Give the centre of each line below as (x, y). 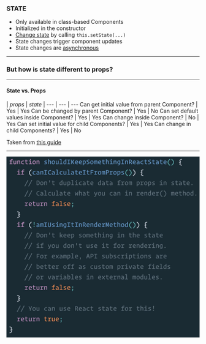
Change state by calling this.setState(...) (71, 35)
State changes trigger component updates (69, 42)
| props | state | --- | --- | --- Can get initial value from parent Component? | (102, 104)
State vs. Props (26, 91)
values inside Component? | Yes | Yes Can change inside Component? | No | (103, 117)
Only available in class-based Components (69, 22)
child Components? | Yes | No (44, 130)
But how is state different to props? (60, 70)
